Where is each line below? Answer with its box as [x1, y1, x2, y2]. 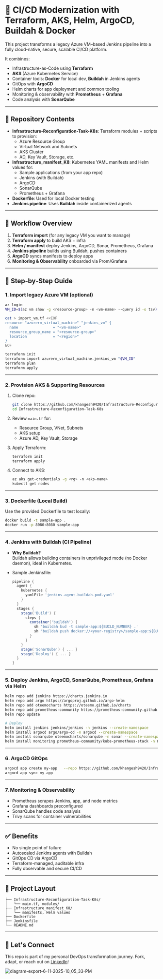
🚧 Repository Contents [5, 115, 75, 123]
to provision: [12, 133, 37, 139]
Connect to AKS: [12, 468, 46, 473]
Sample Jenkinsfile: [12, 569, 52, 575]
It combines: [5, 56, 30, 61]
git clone [12, 402, 33, 407]
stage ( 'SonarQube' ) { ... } [21, 647, 78, 652]
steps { [25, 615, 41, 620]
